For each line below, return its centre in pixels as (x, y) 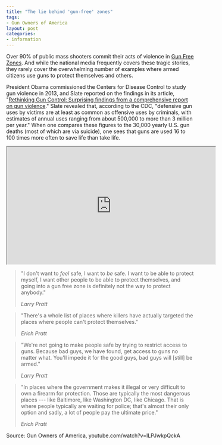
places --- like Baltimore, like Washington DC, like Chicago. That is (102, 400)
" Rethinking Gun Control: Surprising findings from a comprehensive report (97, 100)
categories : (21, 34)
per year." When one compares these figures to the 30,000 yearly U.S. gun (98, 125)
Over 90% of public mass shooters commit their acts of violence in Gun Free (100, 56)
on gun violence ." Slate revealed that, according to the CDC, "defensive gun (99, 106)
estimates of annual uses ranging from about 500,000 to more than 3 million (100, 119)
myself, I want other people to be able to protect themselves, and (101, 280)
